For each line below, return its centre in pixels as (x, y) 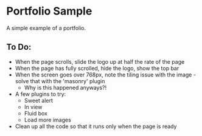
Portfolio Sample (49, 11)
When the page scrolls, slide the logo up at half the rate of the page (100, 61)
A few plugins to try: (40, 94)
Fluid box (36, 113)
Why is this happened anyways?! (65, 87)
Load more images (47, 120)
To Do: (19, 47)
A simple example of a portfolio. (46, 28)
